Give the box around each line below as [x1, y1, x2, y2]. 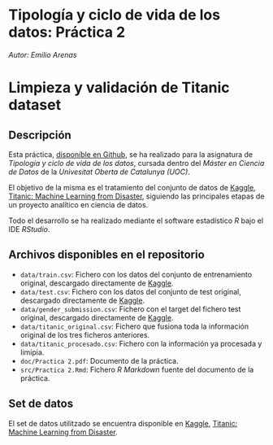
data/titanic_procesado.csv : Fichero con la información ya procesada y [19, 338, 262, 348]
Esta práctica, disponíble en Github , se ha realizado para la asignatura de [8, 149, 253, 159]
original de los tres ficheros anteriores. [19, 329, 150, 339]
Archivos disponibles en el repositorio [8, 248, 205, 262]
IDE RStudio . [8, 224, 50, 233]
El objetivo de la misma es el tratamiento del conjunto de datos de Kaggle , [8, 182, 256, 192]
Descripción [8, 128, 71, 142]
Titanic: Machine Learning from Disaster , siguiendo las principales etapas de [8, 191, 265, 201]
